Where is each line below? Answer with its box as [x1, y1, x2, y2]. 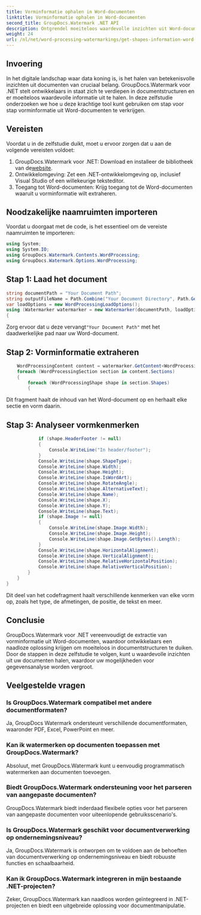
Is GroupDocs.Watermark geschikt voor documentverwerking [6, 826, 190, 834]
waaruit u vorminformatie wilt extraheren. [14, 189, 117, 197]
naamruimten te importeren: [6, 229, 75, 237]
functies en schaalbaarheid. [6, 860, 75, 867]
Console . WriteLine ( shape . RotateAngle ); [38, 480, 138, 486]
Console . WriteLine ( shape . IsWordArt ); [38, 475, 133, 481]
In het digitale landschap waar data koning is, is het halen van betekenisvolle [6, 74, 195, 82]
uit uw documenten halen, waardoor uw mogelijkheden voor [6, 657, 154, 664]
